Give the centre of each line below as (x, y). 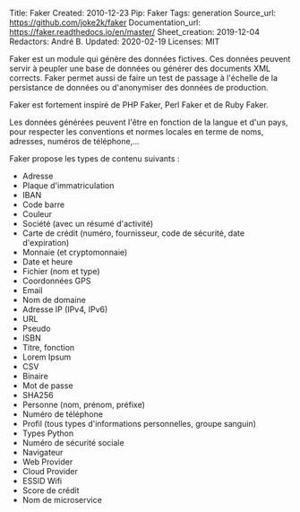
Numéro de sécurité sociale (73, 443)
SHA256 (38, 395)
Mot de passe (47, 386)
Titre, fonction (48, 347)
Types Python (48, 433)
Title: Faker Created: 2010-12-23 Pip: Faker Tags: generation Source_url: (142, 13)
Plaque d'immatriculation (68, 186)
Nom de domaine (54, 300)
